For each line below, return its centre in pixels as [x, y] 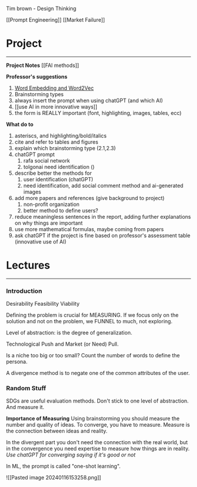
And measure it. [25, 407]
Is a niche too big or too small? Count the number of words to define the [93, 356]
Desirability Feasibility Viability [43, 304]
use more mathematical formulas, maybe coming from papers [89, 229]
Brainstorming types [39, 94]
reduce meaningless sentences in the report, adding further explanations [103, 217]
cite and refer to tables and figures [56, 142]
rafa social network [47, 160]
